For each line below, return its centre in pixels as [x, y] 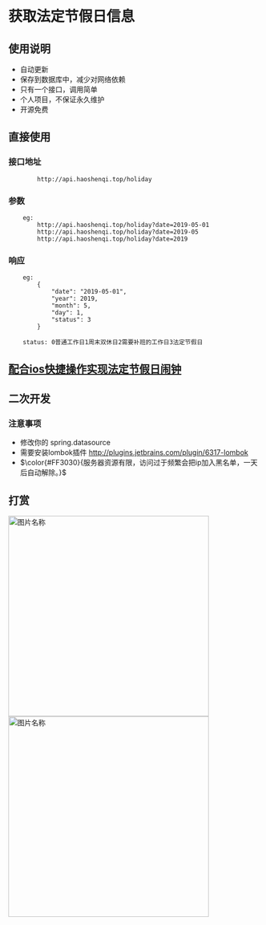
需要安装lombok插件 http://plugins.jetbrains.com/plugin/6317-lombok [134, 452]
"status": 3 [71, 320]
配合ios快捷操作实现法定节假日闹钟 [95, 369]
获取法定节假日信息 [72, 16]
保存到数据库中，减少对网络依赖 [73, 79]
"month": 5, [71, 306]
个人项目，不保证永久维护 [62, 99]
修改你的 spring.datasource [65, 443]
